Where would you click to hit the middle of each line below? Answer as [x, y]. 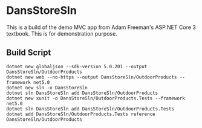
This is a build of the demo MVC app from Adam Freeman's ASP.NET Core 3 [101, 27]
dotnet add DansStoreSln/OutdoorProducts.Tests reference [81, 114]
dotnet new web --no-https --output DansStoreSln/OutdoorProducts [92, 77]
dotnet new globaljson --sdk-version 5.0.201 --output [77, 66]
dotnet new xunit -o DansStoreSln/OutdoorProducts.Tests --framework [96, 98]
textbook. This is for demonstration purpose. [62, 33]
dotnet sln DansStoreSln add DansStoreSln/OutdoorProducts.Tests [90, 109]
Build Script [29, 53]
